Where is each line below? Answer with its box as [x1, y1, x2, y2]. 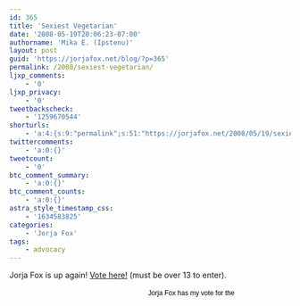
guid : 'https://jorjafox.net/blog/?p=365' [9, 54, 170, 63]
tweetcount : [9, 153, 54, 163]
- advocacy [25, 245, 66, 254]
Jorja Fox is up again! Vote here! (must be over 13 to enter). [9, 269, 228, 281]
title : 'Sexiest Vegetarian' [9, 21, 118, 30]
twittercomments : [9, 137, 74, 146]
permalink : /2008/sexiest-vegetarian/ [9, 63, 154, 72]
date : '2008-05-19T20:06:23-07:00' [9, 29, 142, 38]
